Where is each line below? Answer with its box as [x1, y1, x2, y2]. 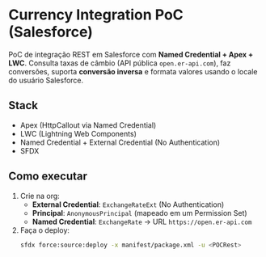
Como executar [8, 170, 87, 183]
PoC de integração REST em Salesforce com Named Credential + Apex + [8, 49, 254, 59]
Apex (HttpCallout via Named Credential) [19, 120, 157, 130]
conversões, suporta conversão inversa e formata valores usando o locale [8, 66, 258, 76]
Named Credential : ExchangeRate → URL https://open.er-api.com [32, 217, 252, 226]
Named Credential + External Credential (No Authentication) [19, 137, 221, 147]
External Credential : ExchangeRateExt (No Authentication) [32, 200, 225, 209]
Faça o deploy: [19, 225, 70, 235]
